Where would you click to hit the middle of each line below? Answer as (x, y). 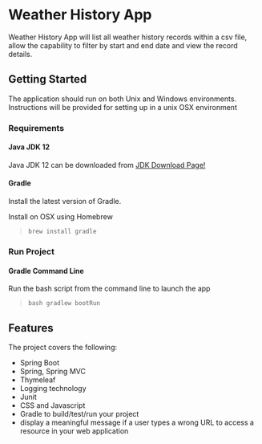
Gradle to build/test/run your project (79, 414)
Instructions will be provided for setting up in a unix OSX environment (123, 107)
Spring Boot (40, 363)
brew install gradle (62, 232)
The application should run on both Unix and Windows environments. (123, 99)
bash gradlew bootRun (64, 303)
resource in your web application (74, 431)
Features (31, 328)
